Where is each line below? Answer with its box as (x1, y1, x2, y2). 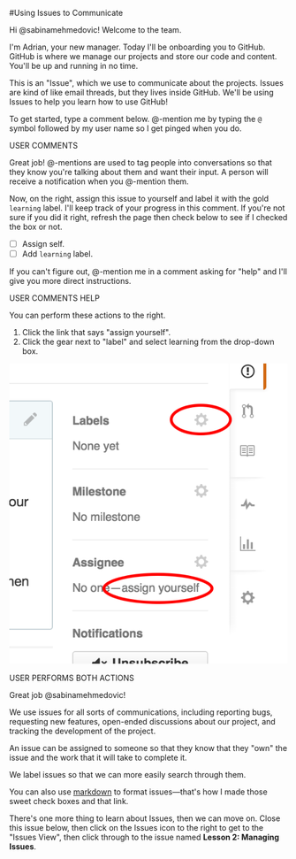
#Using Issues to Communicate (9, 8, 124, 18)
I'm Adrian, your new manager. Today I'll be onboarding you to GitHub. (9, 42, 266, 52)
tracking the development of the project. (9, 725, 156, 736)
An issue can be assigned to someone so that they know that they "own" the (9, 742, 288, 753)
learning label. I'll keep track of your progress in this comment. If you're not (9, 203, 285, 213)
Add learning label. (21, 249, 94, 259)
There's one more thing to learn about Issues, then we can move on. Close (9, 813, 281, 824)
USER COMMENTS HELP (9, 293, 100, 303)
